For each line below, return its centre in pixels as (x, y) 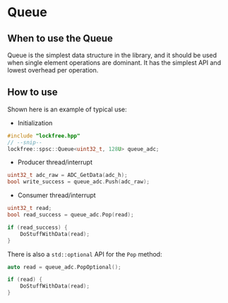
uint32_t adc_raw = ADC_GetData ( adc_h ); (68, 175)
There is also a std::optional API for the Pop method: (85, 254)
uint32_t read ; (30, 209)
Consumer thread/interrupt (57, 195)
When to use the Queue (60, 38)
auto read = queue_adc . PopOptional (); (64, 267)
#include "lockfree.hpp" (44, 136)
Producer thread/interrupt (55, 162)
